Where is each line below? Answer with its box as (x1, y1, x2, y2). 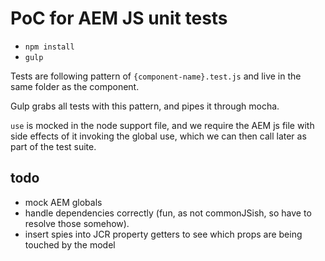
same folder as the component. (10, 80, 140, 92)
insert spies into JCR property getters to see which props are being (24, 228, 303, 240)
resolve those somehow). (24, 217, 130, 229)
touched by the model (24, 238, 116, 251)
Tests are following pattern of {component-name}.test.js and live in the (10, 70, 302, 82)
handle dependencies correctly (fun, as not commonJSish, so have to (24, 207, 312, 219)
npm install (24, 42, 75, 52)
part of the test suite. (10, 140, 97, 152)
